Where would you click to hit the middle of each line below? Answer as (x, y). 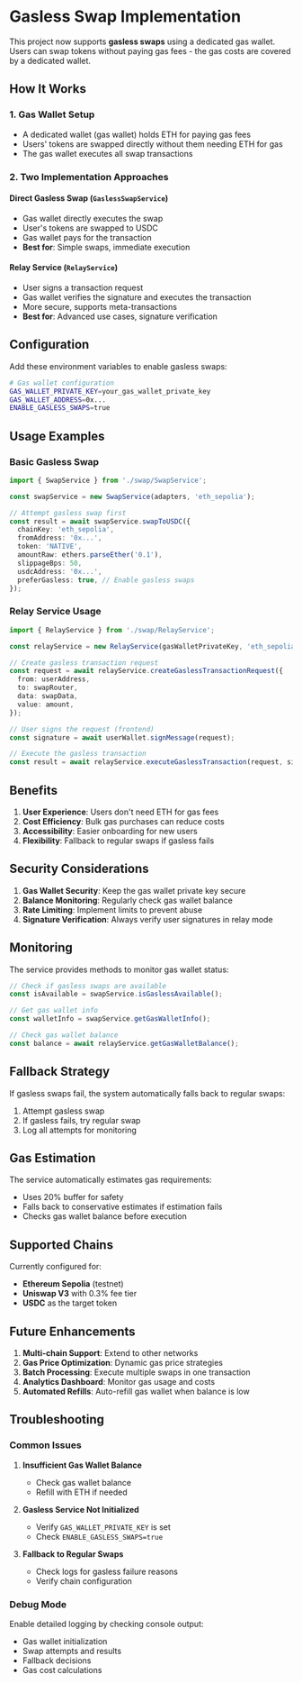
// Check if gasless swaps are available (88, 986)
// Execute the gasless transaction (78, 754)
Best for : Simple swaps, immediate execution (106, 247)
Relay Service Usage (55, 612)
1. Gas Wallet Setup (52, 114)
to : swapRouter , (48, 688)
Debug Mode (38, 1604)
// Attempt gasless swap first (68, 513)
